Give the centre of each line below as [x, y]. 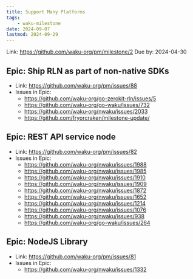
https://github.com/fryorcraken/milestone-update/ [87, 118]
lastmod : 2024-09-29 [32, 35]
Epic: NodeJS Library [47, 242]
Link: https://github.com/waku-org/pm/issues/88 [76, 85]
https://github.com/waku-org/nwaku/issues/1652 [85, 197]
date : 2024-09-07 [28, 29]
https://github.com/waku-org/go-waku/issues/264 [87, 222]
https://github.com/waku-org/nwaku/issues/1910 [85, 177]
